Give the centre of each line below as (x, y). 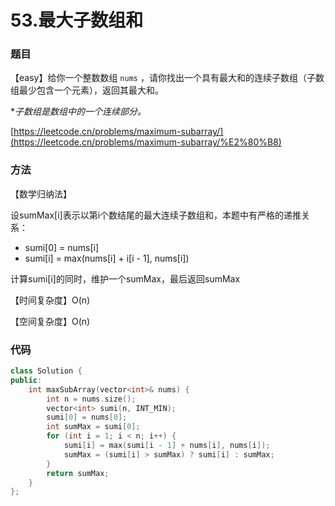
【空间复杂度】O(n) (50, 321)
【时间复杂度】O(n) (50, 300)
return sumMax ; (78, 473)
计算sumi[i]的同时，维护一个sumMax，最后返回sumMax (125, 278)
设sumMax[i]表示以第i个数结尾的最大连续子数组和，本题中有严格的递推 (156, 215)
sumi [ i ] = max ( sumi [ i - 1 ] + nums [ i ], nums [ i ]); (167, 446)
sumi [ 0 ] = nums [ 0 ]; (87, 417)
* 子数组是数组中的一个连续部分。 (78, 112)
